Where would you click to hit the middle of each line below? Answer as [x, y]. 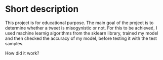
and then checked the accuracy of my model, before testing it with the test [81, 38]
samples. [14, 43]
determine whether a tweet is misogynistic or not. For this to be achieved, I [81, 28]
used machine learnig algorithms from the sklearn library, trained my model [82, 33]
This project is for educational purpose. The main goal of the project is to [80, 23]
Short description [42, 9]
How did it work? [22, 53]
